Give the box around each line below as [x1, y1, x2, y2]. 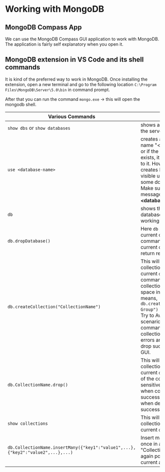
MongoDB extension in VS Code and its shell [5, 56, 144, 64]
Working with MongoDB [5, 3, 105, 15]
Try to [140, 312, 155, 319]
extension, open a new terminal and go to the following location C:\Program [5, 81, 157, 87]
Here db [140, 225, 159, 232]
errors [140, 336, 155, 343]
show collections [7, 420, 48, 426]
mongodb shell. [5, 101, 37, 107]
